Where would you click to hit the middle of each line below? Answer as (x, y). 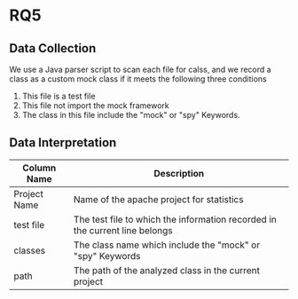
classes (30, 250)
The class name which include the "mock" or (167, 245)
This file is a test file (59, 96)
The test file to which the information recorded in (175, 219)
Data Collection (53, 48)
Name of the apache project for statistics (159, 199)
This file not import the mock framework (96, 106)
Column (39, 168)
